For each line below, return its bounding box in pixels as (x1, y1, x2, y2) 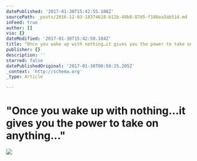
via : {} (6, 30, 25, 36)
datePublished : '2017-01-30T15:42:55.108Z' (6, 8, 114, 15)
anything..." (6, 129, 66, 142)
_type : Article (6, 74, 43, 80)
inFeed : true (6, 19, 38, 25)
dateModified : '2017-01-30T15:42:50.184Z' (6, 36, 111, 42)
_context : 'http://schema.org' (6, 68, 83, 74)
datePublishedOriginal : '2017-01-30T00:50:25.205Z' (6, 63, 135, 69)
